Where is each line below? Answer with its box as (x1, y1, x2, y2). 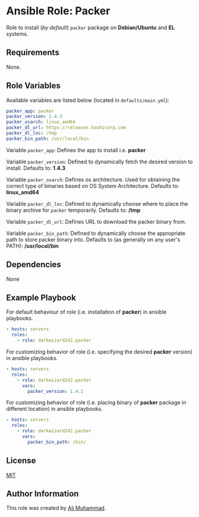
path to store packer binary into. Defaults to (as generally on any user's (6, 236, 181, 243)
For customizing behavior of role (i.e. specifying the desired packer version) (6, 348, 193, 355)
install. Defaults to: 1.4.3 (6, 164, 65, 171)
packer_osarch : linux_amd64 (6, 119, 76, 125)
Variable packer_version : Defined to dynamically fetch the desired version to (6, 158, 193, 165)
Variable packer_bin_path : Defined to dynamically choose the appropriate (6, 230, 186, 237)
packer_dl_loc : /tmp (6, 130, 58, 137)
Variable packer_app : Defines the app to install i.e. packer (6, 146, 146, 153)
